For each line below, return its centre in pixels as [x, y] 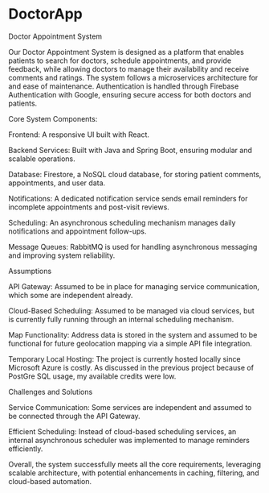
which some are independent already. [71, 295]
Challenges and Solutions [51, 391]
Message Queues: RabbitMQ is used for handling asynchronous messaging [133, 246]
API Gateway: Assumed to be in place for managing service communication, [134, 286]
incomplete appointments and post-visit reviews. [89, 207]
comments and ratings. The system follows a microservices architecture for [133, 77]
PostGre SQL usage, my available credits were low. [92, 376]
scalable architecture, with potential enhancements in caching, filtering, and [134, 473]
